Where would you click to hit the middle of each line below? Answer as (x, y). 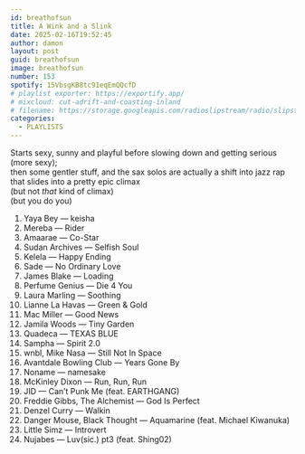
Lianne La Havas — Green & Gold (86, 305)
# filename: (33, 110)
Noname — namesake (65, 372)
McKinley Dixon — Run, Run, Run (85, 382)
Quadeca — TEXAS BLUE (71, 334)
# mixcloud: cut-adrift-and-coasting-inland (95, 102)
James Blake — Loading (68, 276)
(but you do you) (41, 201)
